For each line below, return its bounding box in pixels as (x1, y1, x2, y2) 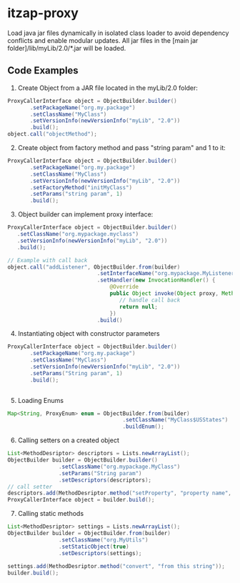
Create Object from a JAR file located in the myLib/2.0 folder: (17, 84, 199, 92)
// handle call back (119, 297, 181, 304)
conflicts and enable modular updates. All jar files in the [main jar (7, 36, 199, 44)
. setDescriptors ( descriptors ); (58, 477, 152, 484)
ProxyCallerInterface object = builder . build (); (7, 497, 155, 504)
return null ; (119, 303, 159, 310)
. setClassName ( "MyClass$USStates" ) (122, 417, 229, 424)
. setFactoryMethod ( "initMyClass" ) (29, 184, 133, 191)
